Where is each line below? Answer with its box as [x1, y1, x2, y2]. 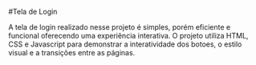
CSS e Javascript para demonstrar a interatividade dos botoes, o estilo [8, 39, 242, 49]
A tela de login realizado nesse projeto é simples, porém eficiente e [8, 22, 231, 31]
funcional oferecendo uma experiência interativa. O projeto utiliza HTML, [8, 31, 249, 40]
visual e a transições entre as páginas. [8, 48, 136, 57]
